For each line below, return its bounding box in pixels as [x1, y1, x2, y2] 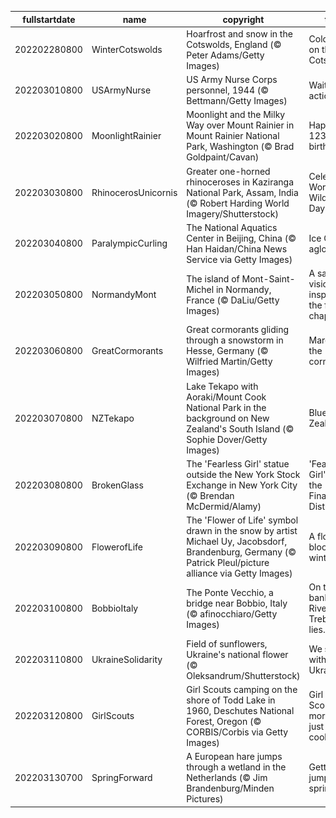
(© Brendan [186, 489, 235, 501]
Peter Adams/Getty [186, 49, 265, 61]
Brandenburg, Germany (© [186, 546, 297, 558]
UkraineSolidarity [91, 654, 163, 665]
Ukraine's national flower [186, 648, 289, 660]
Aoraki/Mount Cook [186, 391, 267, 403]
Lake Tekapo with [186, 380, 259, 392]
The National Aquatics [186, 221, 278, 233]
